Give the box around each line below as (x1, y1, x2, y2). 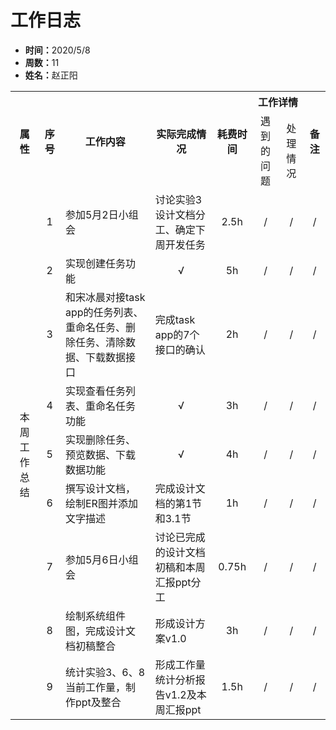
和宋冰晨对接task (64, 290, 146, 304)
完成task (154, 312, 196, 326)
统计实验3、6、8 (64, 665, 146, 679)
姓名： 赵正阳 (24, 69, 78, 81)
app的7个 (154, 327, 200, 341)
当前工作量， (64, 680, 126, 694)
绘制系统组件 (64, 609, 126, 623)
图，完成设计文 (64, 624, 136, 638)
